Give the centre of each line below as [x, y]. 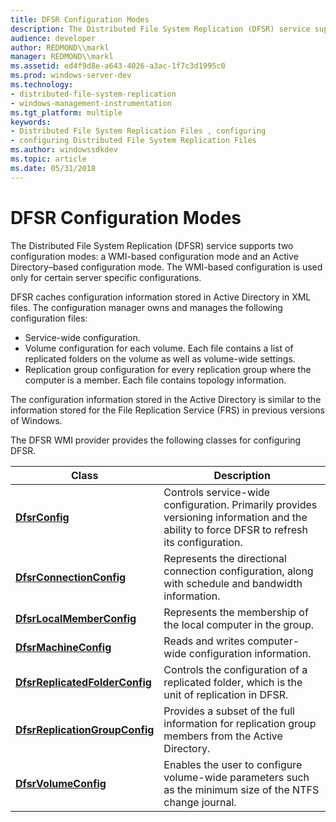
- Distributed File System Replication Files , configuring [138, 131]
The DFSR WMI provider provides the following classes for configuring [156, 440]
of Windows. [36, 420]
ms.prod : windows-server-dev [71, 76]
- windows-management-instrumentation [91, 103]
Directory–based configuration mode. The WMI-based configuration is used [166, 267]
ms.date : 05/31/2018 [53, 168]
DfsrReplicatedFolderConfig [83, 682]
